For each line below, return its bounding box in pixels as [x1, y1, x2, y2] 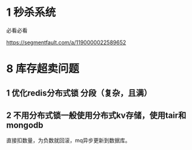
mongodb [6, 120, 43, 130]
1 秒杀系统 [6, 5, 56, 19]
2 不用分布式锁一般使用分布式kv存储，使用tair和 [6, 110, 187, 120]
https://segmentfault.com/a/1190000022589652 [6, 39, 126, 46]
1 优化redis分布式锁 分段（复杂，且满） [6, 88, 152, 98]
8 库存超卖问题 [6, 62, 80, 76]
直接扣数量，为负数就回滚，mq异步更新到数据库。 [6, 137, 131, 144]
